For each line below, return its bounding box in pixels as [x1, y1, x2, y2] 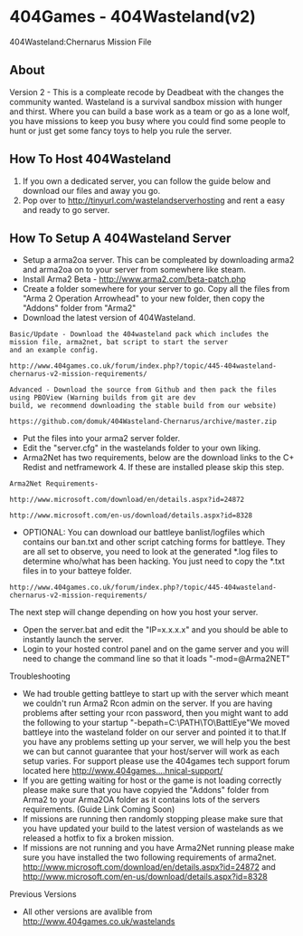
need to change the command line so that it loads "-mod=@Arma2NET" [22, 653, 290, 664]
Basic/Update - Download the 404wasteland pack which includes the [9, 330, 270, 339]
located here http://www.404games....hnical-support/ [22, 766, 223, 777]
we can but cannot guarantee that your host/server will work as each [22, 746, 280, 757]
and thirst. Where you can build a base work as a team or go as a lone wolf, [9, 106, 290, 117]
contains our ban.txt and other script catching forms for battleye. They [22, 536, 286, 547]
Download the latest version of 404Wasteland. [22, 313, 196, 323]
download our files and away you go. [22, 185, 161, 196]
